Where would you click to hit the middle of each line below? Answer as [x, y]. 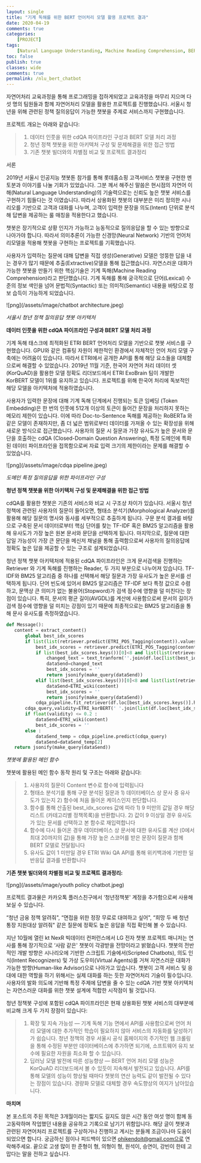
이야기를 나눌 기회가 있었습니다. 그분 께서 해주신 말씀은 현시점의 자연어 [104, 185]
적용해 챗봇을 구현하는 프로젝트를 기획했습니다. [81, 243]
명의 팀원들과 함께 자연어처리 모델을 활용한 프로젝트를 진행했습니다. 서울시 [99, 104]
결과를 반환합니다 [66, 860]
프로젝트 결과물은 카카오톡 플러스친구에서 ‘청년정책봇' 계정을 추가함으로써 [92, 897]
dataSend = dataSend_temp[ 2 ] [69, 742]
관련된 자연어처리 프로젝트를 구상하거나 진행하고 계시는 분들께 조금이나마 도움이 [99, 1131]
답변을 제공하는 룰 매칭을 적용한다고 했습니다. [65, 215]
